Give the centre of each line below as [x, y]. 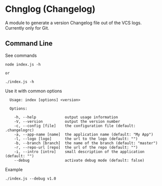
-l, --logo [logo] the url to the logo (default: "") [76, 139]
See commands [21, 55]
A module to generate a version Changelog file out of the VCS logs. [73, 23]
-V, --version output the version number [67, 121]
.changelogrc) [20, 130]
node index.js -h [23, 64]
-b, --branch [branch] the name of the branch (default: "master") [86, 143]
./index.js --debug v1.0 [31, 179]
